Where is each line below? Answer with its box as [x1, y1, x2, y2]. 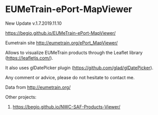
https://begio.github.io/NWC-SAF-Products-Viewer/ [12, 103, 121, 109]
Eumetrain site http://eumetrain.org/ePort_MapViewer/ [5, 39, 118, 46]
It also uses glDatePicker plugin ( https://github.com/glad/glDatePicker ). [5, 65, 153, 71]
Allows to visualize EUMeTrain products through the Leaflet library [5, 49, 143, 55]
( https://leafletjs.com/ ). [5, 54, 54, 61]
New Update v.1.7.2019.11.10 [5, 20, 62, 26]
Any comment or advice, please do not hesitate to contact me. [5, 74, 135, 80]
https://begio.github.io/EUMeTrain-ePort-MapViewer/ [5, 30, 116, 36]
